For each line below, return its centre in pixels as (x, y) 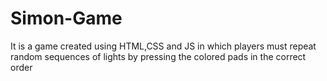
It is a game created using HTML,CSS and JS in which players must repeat (163, 46)
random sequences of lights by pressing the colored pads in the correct (158, 56)
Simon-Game (66, 18)
